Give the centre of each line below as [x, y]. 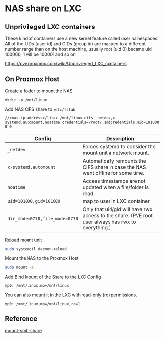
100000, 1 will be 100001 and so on [41, 54]
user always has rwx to [109, 222]
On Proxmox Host [32, 79]
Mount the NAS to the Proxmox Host [42, 258]
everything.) [97, 227]
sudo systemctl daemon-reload [36, 249]
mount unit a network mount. [116, 153]
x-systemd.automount [31, 167]
